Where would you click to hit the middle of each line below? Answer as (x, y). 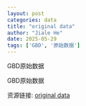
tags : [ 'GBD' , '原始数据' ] (44, 45)
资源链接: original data (39, 95)
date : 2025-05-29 (32, 39)
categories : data (32, 20)
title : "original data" (41, 26)
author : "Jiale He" (35, 33)
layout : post (26, 13)
